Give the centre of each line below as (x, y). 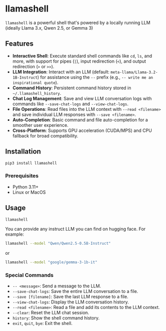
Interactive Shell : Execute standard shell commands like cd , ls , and (82, 56)
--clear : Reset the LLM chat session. (51, 313)
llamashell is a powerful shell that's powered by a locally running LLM (78, 23)
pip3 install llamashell (31, 163)
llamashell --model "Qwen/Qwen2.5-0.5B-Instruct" (58, 244)
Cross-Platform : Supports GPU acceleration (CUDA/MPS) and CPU (82, 130)
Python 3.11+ (26, 187)
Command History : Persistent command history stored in (72, 88)
